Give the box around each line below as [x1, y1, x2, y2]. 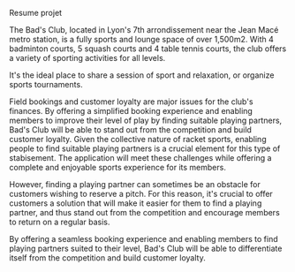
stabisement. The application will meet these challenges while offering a [9, 153, 272, 162]
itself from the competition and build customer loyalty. [9, 253, 206, 263]
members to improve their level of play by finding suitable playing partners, [9, 115, 283, 125]
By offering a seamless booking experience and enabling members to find [9, 234, 278, 244]
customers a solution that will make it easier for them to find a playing [9, 198, 262, 208]
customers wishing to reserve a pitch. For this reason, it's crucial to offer [9, 189, 274, 199]
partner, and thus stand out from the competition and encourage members [9, 208, 280, 217]
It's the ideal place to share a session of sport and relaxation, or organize [9, 70, 275, 80]
